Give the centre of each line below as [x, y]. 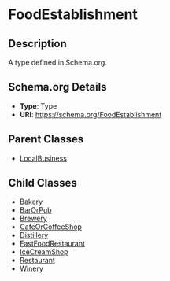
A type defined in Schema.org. [58, 62]
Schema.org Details [58, 87]
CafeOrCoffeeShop [51, 227]
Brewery [33, 219]
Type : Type [38, 106]
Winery [31, 268]
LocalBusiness [43, 158]
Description [37, 44]
